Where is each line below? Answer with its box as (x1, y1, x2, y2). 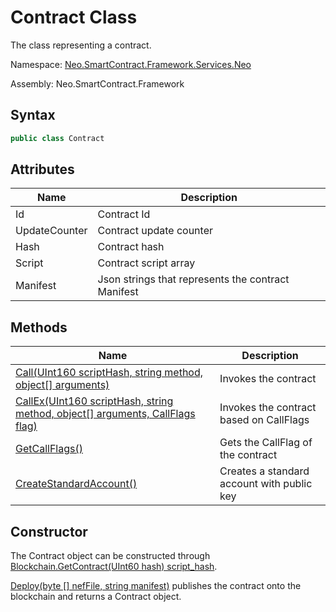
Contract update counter (97, 224, 213, 238)
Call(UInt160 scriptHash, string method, (15, 366, 204, 380)
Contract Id (97, 207, 151, 221)
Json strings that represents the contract (97, 272, 290, 286)
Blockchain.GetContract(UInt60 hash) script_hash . (10, 561, 218, 573)
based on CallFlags (219, 413, 310, 427)
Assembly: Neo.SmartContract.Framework (10, 77, 185, 90)
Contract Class (10, 6, 138, 29)
